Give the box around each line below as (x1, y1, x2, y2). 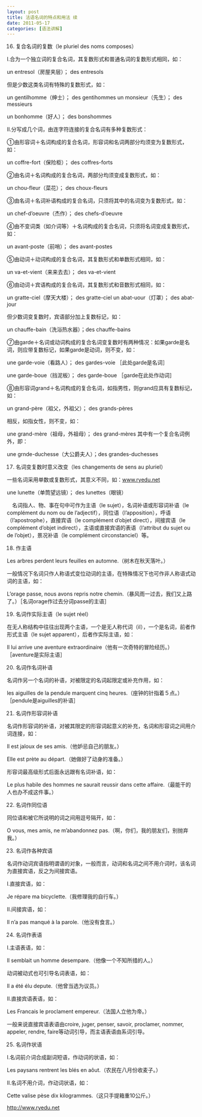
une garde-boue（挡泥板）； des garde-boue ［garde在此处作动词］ (7, 372, 175, 379)
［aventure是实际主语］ (7, 651, 65, 659)
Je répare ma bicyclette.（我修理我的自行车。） (7, 893, 122, 900)
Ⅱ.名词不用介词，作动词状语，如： (7, 1079, 91, 1086)
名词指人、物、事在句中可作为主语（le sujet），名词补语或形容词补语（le (11, 502, 189, 509)
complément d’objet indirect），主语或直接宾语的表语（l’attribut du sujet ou (7, 524, 191, 532)
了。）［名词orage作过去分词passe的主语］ (7, 598, 110, 605)
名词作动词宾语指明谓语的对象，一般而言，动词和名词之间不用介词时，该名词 (7, 860, 196, 867)
